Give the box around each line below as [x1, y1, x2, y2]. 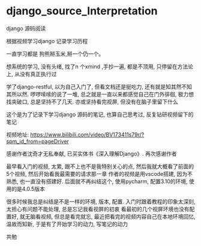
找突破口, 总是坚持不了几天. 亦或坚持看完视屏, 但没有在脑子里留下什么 [6, 98, 178, 105]
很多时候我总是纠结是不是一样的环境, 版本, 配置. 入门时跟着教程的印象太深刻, [6, 198, 196, 205]
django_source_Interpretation [6, 4, 158, 18]
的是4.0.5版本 [11, 185, 45, 192]
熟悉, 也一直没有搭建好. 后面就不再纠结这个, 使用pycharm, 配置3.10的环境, [6, 178, 188, 185]
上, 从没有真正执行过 [6, 70, 57, 77]
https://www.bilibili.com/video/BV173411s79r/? [29, 130, 145, 138]
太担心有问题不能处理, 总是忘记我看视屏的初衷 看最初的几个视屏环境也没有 [6, 205, 190, 212]
